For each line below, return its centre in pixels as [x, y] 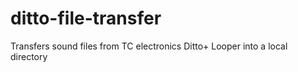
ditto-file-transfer [86, 18]
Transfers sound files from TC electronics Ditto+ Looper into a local [149, 46]
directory [29, 56]
